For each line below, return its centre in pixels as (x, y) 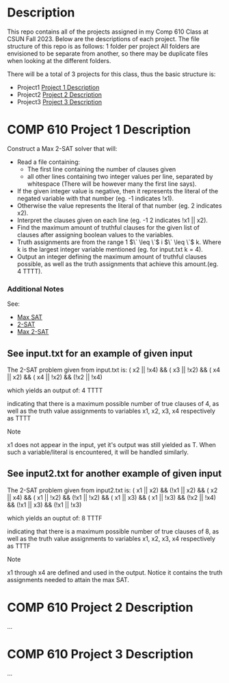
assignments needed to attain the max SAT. (68, 579)
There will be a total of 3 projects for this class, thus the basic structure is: (111, 74)
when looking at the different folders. (59, 60)
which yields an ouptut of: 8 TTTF (55, 518)
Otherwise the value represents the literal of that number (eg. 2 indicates (119, 205)
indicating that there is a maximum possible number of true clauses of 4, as (113, 403)
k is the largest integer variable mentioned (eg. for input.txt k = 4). (110, 249)
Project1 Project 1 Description (58, 87)
